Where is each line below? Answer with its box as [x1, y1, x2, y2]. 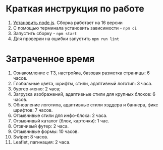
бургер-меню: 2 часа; [13, 86, 61, 92]
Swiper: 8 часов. [13, 133, 48, 139]
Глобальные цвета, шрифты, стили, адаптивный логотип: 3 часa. [13, 80, 153, 86]
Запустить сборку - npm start [13, 30, 77, 36]
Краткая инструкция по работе [6, 3, 144, 15]
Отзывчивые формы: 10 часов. [13, 128, 79, 134]
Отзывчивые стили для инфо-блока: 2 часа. [13, 112, 107, 118]
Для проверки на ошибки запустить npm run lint [13, 36, 119, 42]
